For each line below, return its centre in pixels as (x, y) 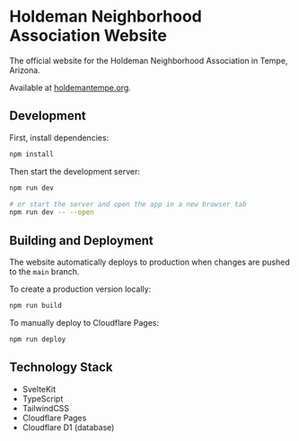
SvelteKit (39, 389)
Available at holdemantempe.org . (70, 87)
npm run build (36, 306)
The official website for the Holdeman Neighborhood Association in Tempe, (149, 60)
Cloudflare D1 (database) (68, 427)
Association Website (88, 36)
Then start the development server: (75, 171)
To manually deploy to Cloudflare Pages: (84, 322)
